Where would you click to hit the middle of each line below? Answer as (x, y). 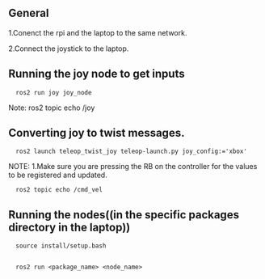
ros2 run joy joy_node (54, 92)
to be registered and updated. (58, 175)
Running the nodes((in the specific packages (124, 215)
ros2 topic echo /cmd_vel (59, 190)
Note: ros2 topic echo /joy (52, 108)
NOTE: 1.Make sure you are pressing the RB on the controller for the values (133, 167)
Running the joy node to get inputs (97, 74)
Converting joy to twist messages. (97, 133)
